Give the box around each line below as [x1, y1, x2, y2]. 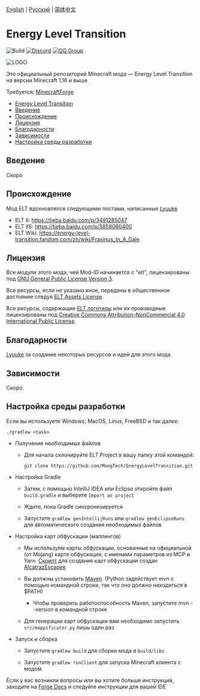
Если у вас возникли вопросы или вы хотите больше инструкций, [6, 676, 174, 683]
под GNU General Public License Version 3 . [6, 275, 114, 283]
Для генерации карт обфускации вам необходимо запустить [23, 617, 180, 625]
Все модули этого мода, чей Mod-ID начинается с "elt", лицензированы [6, 269, 190, 276]
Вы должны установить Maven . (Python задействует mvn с [23, 575, 174, 582]
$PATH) [23, 587, 43, 595]
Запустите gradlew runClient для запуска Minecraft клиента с [23, 658, 181, 665]
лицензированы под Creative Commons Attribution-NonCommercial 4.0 [6, 311, 186, 319]
